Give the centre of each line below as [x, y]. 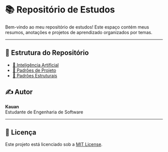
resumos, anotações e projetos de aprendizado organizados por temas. [79, 32]
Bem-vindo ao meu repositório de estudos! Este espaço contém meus [77, 27]
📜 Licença [21, 132]
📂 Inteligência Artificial [35, 65]
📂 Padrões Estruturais [35, 75]
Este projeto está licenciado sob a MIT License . [54, 144]
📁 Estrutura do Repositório [47, 53]
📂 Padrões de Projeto [34, 70]
